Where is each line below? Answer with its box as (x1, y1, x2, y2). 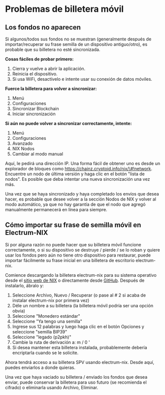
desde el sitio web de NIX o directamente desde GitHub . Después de (5, 277, 145, 283)
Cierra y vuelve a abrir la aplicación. (12, 66, 86, 71)
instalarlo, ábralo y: (5, 282, 44, 289)
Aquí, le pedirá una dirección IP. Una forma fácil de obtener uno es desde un (5, 161, 161, 166)
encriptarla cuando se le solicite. (12, 350, 79, 356)
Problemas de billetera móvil (5, 3, 124, 15)
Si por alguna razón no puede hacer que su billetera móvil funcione (5, 241, 141, 247)
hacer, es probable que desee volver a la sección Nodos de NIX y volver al (5, 196, 157, 202)
